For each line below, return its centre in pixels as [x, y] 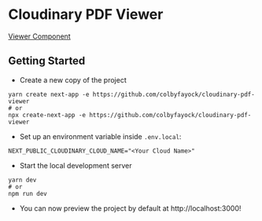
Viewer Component [39, 36]
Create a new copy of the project [73, 79]
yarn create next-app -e [49, 94]
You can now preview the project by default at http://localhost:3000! [130, 208]
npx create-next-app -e [47, 115]
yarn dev [22, 180]
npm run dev [28, 193]
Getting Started [47, 61]
